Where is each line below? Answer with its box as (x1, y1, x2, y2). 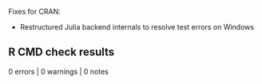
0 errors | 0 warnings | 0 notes (8, 66, 109, 76)
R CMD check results (8, 46, 115, 59)
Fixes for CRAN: (8, 7, 62, 16)
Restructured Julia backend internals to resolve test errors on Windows (19, 22, 254, 31)
